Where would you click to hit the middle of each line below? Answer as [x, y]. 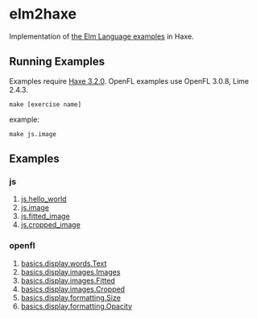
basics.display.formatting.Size [71, 297]
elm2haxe [43, 14]
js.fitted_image [46, 216]
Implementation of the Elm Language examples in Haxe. [102, 36]
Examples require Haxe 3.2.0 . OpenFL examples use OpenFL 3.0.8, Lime [129, 81]
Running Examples [57, 62]
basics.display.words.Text [64, 263]
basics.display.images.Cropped [73, 289]
